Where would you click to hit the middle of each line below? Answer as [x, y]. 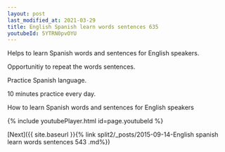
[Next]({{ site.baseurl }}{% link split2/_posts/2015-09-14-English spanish [113, 134]
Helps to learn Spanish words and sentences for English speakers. [103, 53]
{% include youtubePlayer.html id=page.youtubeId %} [85, 121]
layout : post [26, 14]
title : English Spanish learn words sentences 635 [83, 27]
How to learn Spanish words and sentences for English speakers [101, 108]
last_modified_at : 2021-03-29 [52, 20]
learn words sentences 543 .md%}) [59, 142]
